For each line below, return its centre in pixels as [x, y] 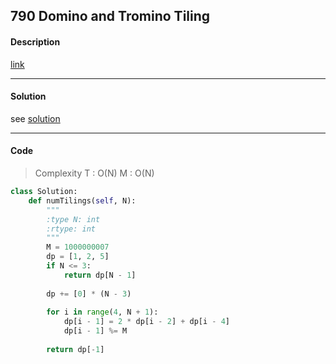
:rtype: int [71, 229]
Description [35, 41]
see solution [35, 118]
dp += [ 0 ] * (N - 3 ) [89, 294]
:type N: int [73, 219]
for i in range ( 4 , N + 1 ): [102, 312]
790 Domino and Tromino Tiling [110, 16]
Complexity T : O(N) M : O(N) [94, 173]
